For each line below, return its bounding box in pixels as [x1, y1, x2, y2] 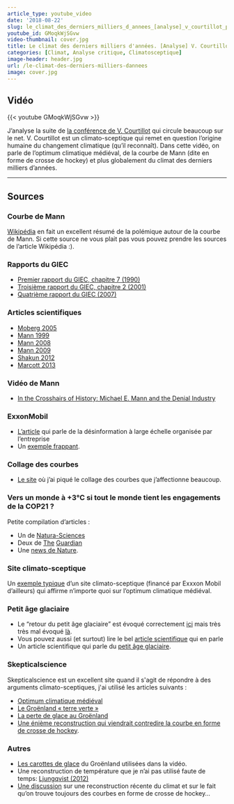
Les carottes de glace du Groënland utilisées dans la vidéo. [17, 759, 187, 768]
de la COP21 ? [7, 502, 54, 511]
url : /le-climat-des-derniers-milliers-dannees [7, 62, 148, 69]
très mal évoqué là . [17, 627, 72, 636]
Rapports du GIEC [7, 259, 68, 269]
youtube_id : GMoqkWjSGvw [7, 29, 79, 37]
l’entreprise [17, 434, 50, 444]
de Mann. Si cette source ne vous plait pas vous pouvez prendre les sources [7, 235, 227, 243]
